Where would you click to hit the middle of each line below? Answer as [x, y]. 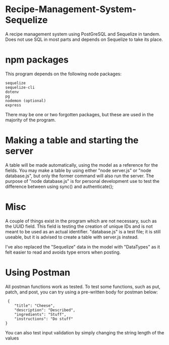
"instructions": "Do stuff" [44, 319]
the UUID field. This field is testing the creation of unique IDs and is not [79, 226]
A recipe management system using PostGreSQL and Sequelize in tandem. [83, 34]
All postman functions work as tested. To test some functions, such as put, [83, 286]
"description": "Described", [45, 310]
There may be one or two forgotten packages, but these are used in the [79, 114]
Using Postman [38, 273]
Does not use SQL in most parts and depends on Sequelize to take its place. [84, 39]
